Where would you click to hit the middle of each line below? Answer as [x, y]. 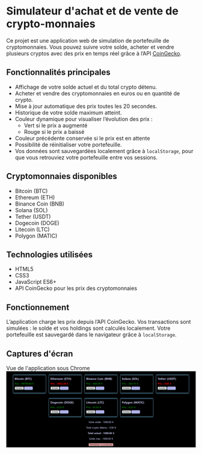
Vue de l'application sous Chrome [48, 368]
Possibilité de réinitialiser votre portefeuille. [68, 144]
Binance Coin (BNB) [40, 204]
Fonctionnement [38, 307]
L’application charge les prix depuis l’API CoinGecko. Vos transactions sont [99, 322]
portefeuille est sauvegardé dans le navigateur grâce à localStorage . [91, 335]
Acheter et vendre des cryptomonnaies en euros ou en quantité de [97, 93]
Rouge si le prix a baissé [54, 131]
